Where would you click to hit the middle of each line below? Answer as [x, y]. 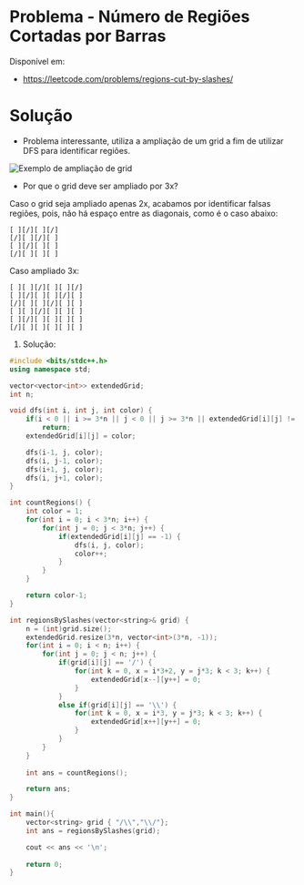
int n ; [22, 394]
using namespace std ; [51, 369]
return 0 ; [45, 864]
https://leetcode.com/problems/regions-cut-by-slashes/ [128, 78]
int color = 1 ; [55, 512]
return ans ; [48, 789]
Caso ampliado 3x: [45, 270]
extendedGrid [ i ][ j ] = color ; [81, 436]
